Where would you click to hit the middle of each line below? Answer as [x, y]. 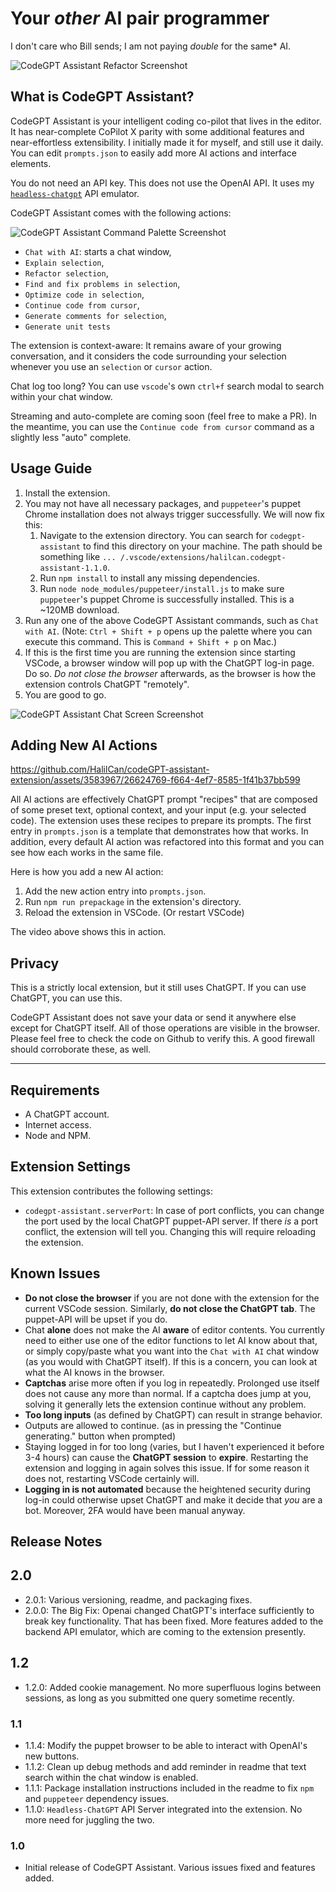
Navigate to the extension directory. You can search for [153, 535]
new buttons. [52, 1756]
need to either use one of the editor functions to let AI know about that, [171, 1340]
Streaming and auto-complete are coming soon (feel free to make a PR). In [164, 416]
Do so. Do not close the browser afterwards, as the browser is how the [170, 673]
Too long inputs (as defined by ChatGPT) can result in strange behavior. [173, 1414]
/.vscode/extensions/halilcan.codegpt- [203, 557]
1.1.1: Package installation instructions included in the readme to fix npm [169, 1788]
